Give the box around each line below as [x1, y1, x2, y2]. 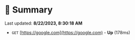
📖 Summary [4, 4, 53, 15]
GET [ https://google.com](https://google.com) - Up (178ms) [11, 29, 131, 35]
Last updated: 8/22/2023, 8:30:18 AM [4, 20, 83, 26]
